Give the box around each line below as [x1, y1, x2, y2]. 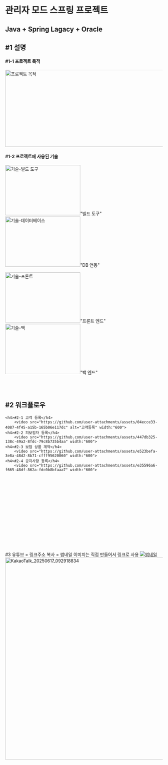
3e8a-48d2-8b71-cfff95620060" [5, 453, 68, 459]
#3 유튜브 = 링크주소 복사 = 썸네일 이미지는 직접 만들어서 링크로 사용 [5, 552, 139, 558]
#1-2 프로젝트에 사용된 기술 [5, 153, 58, 159]
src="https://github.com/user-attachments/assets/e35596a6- [29, 463, 157, 468]
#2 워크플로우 [5, 400, 46, 409]
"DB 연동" [80, 262, 100, 268]
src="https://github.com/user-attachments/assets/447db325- [29, 435, 157, 440]
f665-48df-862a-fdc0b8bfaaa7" [5, 468, 68, 473]
